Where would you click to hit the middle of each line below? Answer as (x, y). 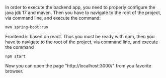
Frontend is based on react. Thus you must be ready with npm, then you (80, 36)
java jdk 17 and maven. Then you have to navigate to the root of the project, (83, 13)
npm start (16, 56)
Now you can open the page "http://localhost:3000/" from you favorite (78, 66)
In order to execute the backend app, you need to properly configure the (80, 7)
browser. (14, 71)
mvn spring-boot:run (27, 27)
